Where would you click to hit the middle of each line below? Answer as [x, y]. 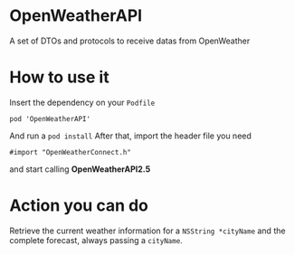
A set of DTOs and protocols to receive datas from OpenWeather [130, 41]
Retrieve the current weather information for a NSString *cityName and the [147, 231]
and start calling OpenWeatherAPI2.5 [80, 169]
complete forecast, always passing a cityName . [96, 240]
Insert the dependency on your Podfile [82, 102]
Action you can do [79, 206]
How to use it [60, 77]
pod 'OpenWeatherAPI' [50, 118]
